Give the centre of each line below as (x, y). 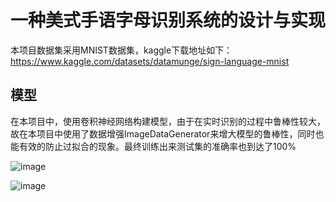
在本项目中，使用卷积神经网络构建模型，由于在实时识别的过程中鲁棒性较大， (168, 121)
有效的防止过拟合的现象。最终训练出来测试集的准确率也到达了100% (157, 146)
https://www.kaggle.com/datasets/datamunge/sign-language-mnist (150, 61)
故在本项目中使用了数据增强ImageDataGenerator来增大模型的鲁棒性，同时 (163, 133)
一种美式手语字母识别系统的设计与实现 (168, 20)
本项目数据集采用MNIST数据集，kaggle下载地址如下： (121, 50)
